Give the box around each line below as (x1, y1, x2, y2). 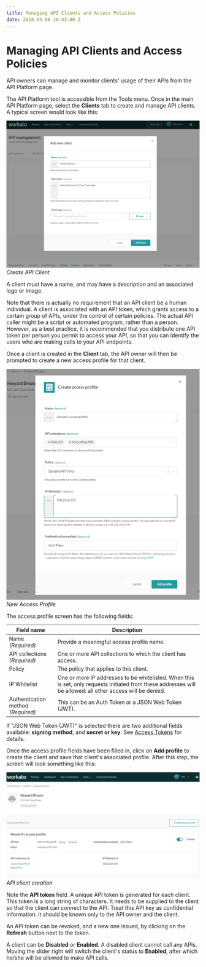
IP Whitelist (9, 680, 38, 688)
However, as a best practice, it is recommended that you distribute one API (6, 325, 196, 333)
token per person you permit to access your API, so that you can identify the (6, 332, 199, 339)
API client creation (6, 879, 53, 886)
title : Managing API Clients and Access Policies (6, 10, 136, 16)
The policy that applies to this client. (57, 665, 148, 673)
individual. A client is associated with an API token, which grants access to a (6, 306, 199, 313)
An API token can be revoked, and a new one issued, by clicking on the (6, 922, 186, 930)
